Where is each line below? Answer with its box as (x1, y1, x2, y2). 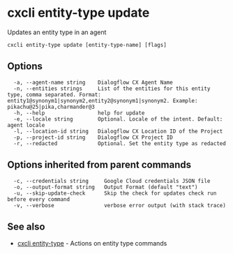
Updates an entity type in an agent (7, 28, 107, 36)
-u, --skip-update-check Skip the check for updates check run (13, 190, 217, 197)
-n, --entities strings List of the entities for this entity (13, 85, 211, 92)
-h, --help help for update (13, 110, 145, 117)
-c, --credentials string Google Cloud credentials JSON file (13, 177, 211, 184)
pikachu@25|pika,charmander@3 (7, 103, 96, 110)
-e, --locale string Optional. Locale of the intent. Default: (13, 115, 223, 123)
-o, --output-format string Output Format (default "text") (13, 184, 198, 190)
